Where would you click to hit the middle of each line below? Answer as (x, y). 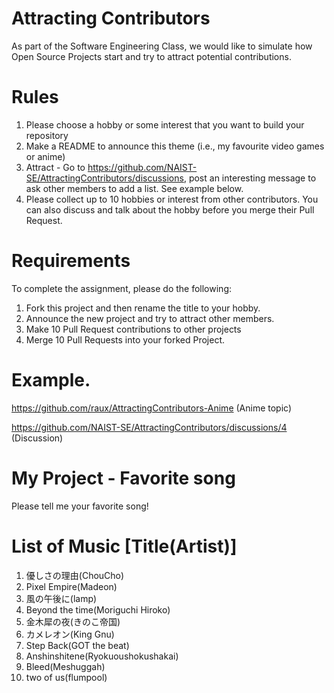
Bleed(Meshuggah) (65, 666)
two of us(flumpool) (66, 677)
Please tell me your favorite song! (80, 506)
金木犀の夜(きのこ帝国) (73, 621)
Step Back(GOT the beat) (77, 645)
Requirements (71, 261)
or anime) (45, 156)
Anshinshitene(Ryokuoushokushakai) (102, 656)
